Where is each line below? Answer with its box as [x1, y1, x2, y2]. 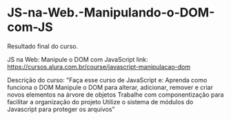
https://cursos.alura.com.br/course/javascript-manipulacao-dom [7, 62, 191, 71]
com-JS [7, 19, 53, 35]
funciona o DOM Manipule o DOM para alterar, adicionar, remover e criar [7, 83, 214, 91]
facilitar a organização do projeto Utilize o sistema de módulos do [7, 97, 194, 106]
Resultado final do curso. [7, 42, 78, 50]
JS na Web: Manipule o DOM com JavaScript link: [7, 55, 148, 63]
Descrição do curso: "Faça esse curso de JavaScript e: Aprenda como [7, 75, 208, 84]
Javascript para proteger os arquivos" [7, 105, 115, 113]
